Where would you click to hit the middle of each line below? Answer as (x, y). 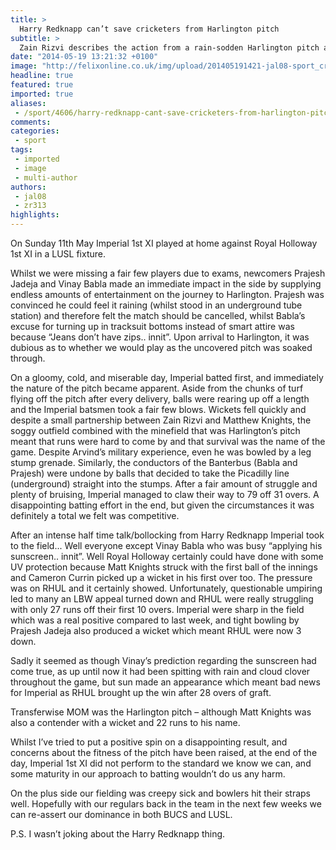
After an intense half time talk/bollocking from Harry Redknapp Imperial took (167, 535)
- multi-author (46, 177)
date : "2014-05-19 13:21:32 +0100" (84, 57)
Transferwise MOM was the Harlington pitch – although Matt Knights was (161, 712)
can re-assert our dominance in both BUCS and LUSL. (121, 814)
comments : (31, 122)
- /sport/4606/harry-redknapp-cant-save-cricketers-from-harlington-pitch (173, 112)
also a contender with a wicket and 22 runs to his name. (125, 722)
